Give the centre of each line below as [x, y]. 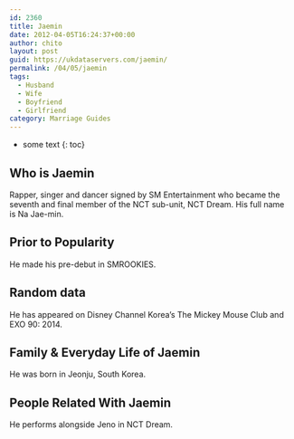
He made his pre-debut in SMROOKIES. [83, 264]
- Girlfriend [42, 110]
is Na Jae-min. [37, 214]
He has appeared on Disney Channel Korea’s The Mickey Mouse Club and [147, 314]
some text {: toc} [54, 145]
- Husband [36, 85]
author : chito [36, 43]
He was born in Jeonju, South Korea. [78, 374]
